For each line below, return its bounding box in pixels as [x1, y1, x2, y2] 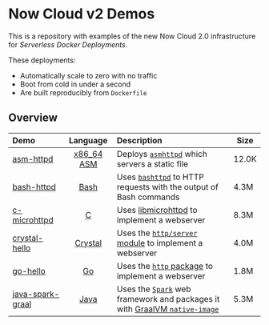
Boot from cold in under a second [19, 79, 131, 89]
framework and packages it [116, 293, 220, 304]
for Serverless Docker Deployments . [8, 39, 128, 49]
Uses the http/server [116, 227, 198, 239]
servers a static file [116, 158, 189, 169]
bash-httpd [12, 181, 56, 192]
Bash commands [116, 191, 180, 203]
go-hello [12, 265, 46, 276]
